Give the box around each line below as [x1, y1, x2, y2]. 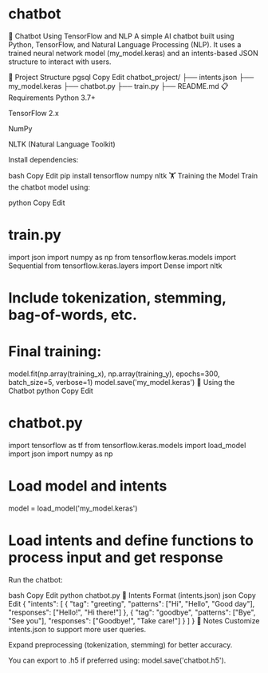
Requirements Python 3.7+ [8, 93, 96, 102]
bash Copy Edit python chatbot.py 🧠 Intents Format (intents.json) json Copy [8, 590, 257, 600]
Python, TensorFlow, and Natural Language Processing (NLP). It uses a [8, 39, 242, 49]
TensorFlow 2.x [8, 108, 60, 118]
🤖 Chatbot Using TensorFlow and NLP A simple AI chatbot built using [8, 31, 235, 41]
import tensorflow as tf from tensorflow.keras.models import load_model [8, 440, 246, 450]
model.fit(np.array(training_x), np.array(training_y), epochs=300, [8, 369, 220, 379]
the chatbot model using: [8, 182, 90, 192]
